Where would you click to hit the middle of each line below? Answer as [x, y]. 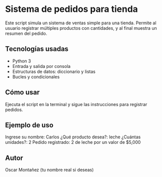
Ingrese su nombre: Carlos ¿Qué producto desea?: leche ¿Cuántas [73, 137]
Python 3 [22, 61]
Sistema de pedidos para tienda [72, 9]
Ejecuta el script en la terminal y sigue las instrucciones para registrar [76, 104]
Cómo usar [23, 92]
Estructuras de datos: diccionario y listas [54, 71]
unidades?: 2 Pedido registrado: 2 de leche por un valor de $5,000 [73, 142]
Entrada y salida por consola [41, 66]
